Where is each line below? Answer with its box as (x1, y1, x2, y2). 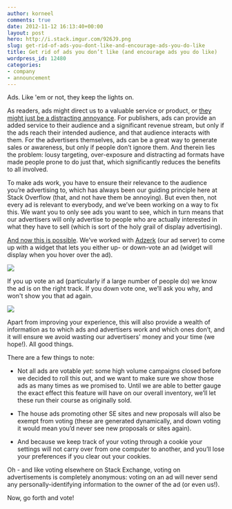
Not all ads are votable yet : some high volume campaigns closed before (17, 367, 222, 375)
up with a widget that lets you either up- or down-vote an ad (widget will (7, 243, 213, 252)
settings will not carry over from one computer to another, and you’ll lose (17, 445, 225, 453)
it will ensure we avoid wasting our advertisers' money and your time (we (7, 333, 215, 341)
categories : (7, 61, 41, 68)
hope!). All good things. (7, 340, 74, 349)
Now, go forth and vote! (7, 494, 75, 502)
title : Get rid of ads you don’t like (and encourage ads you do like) (7, 49, 217, 56)
